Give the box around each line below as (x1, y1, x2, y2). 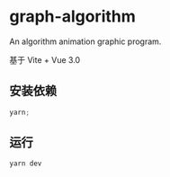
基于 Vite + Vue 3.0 (9, 54, 81, 65)
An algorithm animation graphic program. (9, 36, 162, 47)
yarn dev (9, 159, 42, 168)
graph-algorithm (9, 6, 137, 27)
